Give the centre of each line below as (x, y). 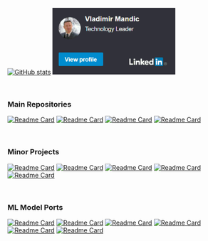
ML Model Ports (35, 207)
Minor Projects (33, 152)
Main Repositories (40, 104)
